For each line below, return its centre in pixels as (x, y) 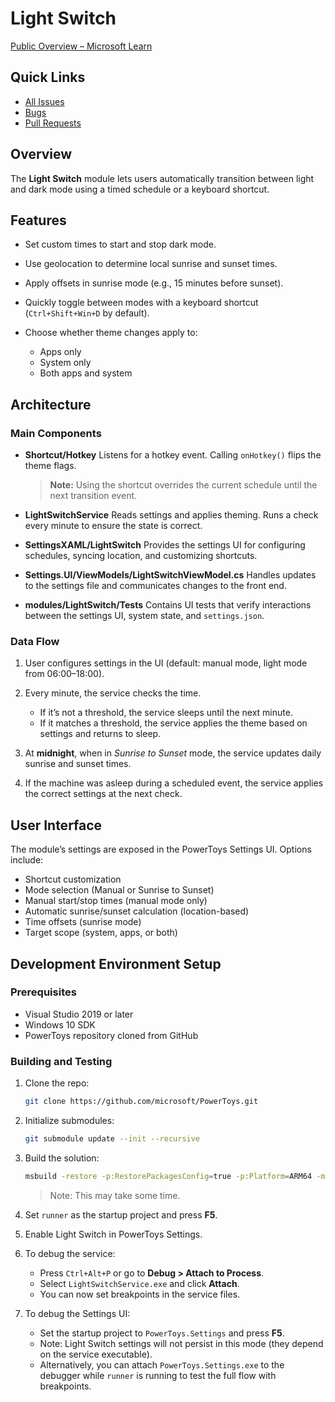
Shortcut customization (73, 879)
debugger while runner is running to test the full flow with (158, 1375)
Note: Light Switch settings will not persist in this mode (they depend (181, 1343)
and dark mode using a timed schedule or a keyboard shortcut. (140, 189)
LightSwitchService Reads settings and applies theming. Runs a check (171, 515)
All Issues (44, 101)
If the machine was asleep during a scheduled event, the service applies (174, 783)
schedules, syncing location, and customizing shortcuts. (141, 556)
